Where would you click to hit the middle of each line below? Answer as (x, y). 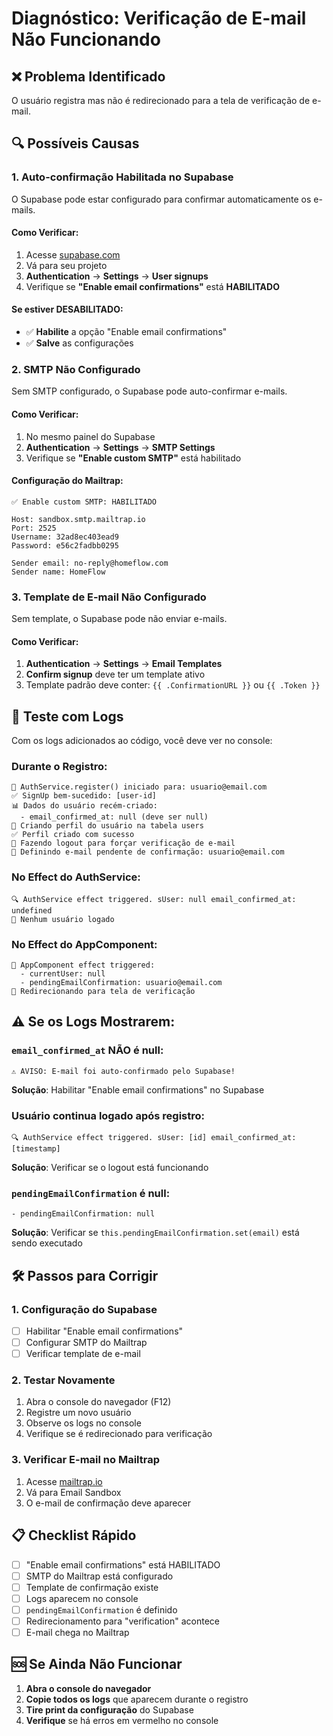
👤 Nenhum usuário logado (63, 919)
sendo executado (47, 1243)
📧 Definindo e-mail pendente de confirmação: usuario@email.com (148, 852)
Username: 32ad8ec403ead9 (65, 537)
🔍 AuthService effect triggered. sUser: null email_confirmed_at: (154, 899)
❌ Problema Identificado (88, 76)
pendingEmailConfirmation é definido (101, 1609)
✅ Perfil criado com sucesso (73, 835)
